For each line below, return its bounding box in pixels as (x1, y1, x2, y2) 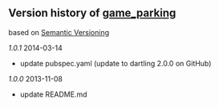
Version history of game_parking (8, 6, 176, 20)
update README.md (19, 89, 87, 99)
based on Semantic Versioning (8, 27, 110, 37)
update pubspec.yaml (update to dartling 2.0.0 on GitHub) (19, 58, 212, 68)
